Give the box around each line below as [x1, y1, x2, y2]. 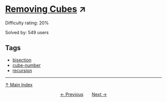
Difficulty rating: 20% [5, 20, 49, 26]
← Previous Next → [60, 91, 107, 97]
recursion [12, 67, 32, 73]
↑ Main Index [5, 82, 33, 88]
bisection [12, 57, 31, 63]
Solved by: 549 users [5, 29, 49, 35]
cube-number [12, 62, 41, 68]
